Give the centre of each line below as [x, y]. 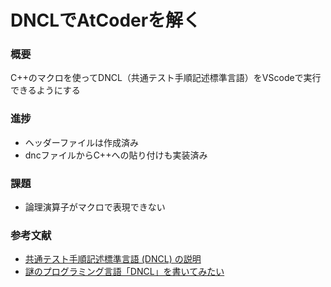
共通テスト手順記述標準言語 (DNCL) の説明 [113, 259]
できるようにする [45, 90]
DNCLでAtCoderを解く [106, 20]
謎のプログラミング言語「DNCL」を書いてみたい [124, 272]
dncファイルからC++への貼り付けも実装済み [116, 155]
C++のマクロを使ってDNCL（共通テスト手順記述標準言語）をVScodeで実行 [166, 78]
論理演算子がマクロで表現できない [95, 207]
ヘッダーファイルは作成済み [81, 142]
